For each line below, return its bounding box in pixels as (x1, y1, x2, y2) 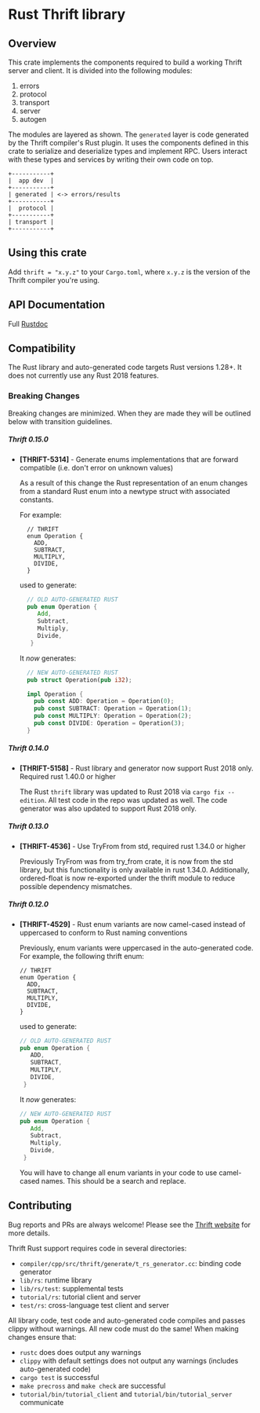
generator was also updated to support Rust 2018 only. (19, 804, 197, 813)
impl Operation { (27, 690, 84, 698)
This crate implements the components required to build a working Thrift (8, 57, 243, 67)
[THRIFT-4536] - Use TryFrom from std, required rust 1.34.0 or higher (19, 841, 246, 851)
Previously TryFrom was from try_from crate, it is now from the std (19, 856, 233, 866)
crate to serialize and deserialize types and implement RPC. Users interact (8, 147, 248, 156)
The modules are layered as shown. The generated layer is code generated (8, 130, 249, 139)
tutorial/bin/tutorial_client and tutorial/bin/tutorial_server (19, 1389, 233, 1399)
